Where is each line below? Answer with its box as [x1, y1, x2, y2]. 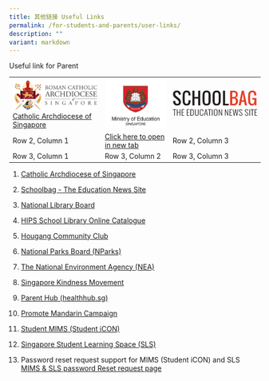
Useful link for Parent [9, 61, 79, 71]
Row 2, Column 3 [172, 136, 230, 145]
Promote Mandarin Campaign [20, 308, 118, 318]
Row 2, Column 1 [12, 136, 69, 145]
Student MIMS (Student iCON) [20, 323, 121, 333]
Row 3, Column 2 [104, 152, 162, 161]
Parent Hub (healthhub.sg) [20, 292, 109, 303]
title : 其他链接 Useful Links [9, 13, 105, 21]
